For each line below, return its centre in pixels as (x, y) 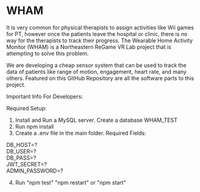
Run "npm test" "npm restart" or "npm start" (71, 182)
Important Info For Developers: (45, 96)
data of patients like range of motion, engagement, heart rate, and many (96, 71)
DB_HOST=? (22, 144)
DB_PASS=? (21, 158)
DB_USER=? (21, 151)
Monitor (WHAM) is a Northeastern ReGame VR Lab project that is (89, 47)
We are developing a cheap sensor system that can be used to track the (96, 65)
